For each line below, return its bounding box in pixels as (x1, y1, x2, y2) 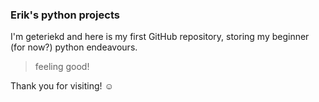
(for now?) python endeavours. (10, 41, 138, 53)
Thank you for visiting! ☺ (10, 80, 114, 92)
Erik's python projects (10, 8, 120, 22)
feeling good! (34, 61, 90, 73)
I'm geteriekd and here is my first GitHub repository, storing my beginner (10, 31, 310, 43)
